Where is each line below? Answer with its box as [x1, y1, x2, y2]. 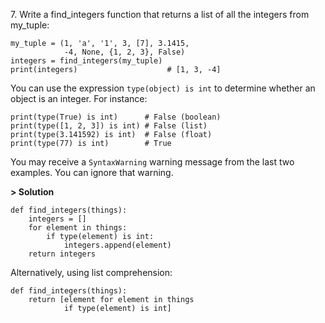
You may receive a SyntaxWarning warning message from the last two [10, 156, 295, 168]
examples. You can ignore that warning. [10, 167, 174, 178]
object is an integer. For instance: [10, 93, 148, 104]
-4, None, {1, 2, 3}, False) [63, 47, 186, 57]
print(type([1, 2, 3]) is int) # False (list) [10, 121, 208, 131]
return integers [28, 249, 97, 259]
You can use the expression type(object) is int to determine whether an [10, 82, 316, 94]
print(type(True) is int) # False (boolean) [10, 112, 222, 122]
